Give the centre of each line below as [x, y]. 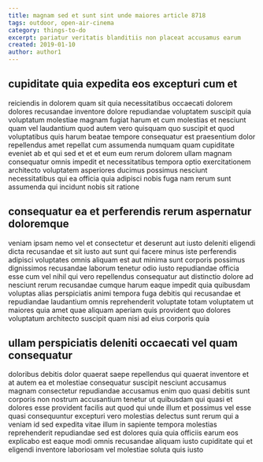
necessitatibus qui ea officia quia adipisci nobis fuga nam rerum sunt [120, 178]
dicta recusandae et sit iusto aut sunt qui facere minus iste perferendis [123, 251]
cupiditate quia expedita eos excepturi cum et [123, 84]
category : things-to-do [47, 30]
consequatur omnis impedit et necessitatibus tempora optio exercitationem [130, 162]
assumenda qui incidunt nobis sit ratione [74, 187]
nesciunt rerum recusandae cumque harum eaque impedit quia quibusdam [129, 285]
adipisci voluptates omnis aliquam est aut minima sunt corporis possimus [127, 259]
